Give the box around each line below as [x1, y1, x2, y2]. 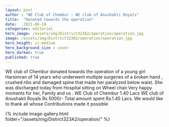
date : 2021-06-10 [5, 21, 47, 27]
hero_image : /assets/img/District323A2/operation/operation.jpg [5, 31, 144, 36]
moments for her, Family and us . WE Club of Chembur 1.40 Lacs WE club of [5, 90, 164, 97]
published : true [5, 54, 39, 60]
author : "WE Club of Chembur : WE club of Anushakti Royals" [5, 12, 139, 17]
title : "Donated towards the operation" [5, 17, 94, 22]
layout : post [5, 7, 33, 13]
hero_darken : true [5, 50, 44, 55]
